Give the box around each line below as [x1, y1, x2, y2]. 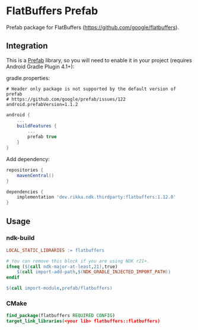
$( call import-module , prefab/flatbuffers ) [6, 286, 113, 291]
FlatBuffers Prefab [6, 4, 98, 18]
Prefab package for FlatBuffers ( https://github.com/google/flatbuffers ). [6, 24, 180, 31]
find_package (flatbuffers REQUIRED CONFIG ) [6, 313, 116, 319]
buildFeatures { [17, 123, 58, 129]
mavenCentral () [17, 172, 55, 178]
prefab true [27, 134, 58, 140]
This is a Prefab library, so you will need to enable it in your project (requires [6, 56, 193, 63]
